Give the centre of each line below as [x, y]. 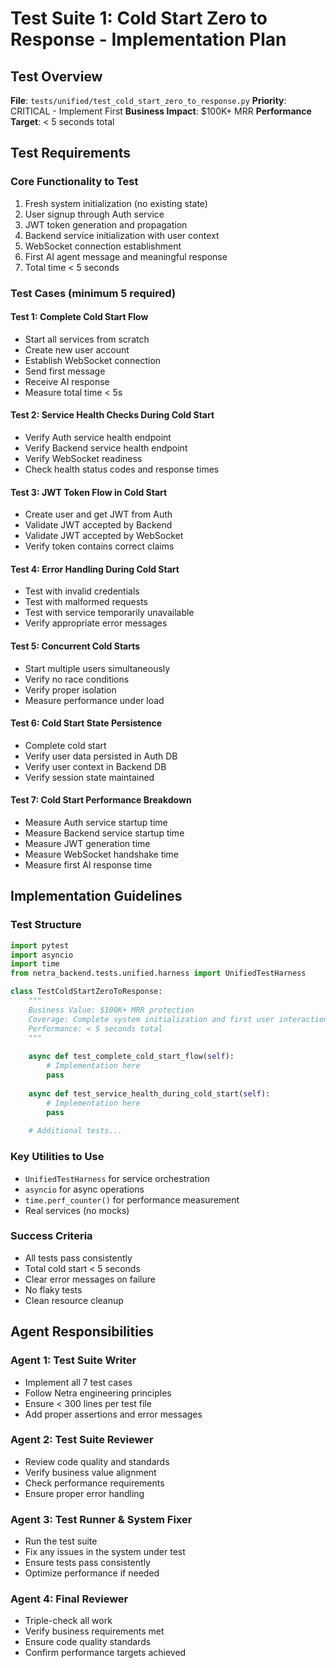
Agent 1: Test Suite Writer [73, 1360]
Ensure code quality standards [88, 1642]
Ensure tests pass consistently [87, 1563]
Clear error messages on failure [90, 1279]
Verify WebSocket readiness [83, 459]
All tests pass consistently [78, 1258]
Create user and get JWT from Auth [98, 514]
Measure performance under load [94, 700]
